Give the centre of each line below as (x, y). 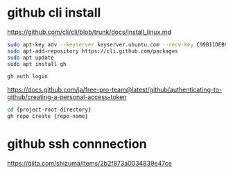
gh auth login (28, 77)
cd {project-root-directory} (49, 110)
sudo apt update (31, 58)
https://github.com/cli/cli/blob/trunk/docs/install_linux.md (89, 32)
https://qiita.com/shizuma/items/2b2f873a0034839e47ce (89, 163)
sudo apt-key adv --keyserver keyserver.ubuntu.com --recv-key (101, 44)
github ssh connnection (77, 144)
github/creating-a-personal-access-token (67, 97)
